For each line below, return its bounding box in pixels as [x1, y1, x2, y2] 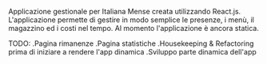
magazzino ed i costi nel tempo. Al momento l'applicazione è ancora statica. [8, 24, 260, 32]
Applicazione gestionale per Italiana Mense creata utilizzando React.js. [8, 7, 241, 16]
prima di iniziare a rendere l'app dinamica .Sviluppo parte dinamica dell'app [8, 47, 257, 56]
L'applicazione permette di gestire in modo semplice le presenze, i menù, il [8, 15, 254, 24]
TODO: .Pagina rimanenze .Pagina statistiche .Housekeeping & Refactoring [8, 39, 254, 48]
